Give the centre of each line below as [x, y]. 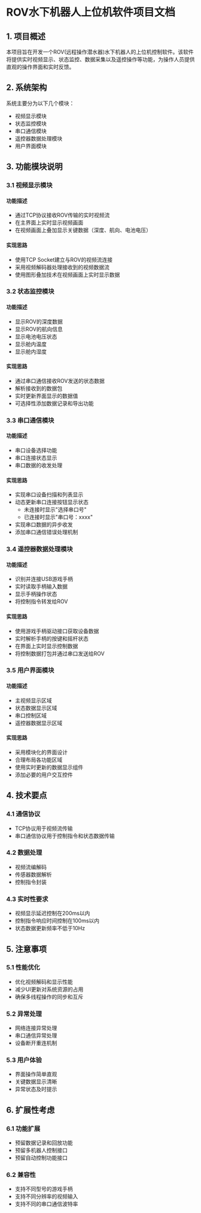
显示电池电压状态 [36, 336]
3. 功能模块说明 [34, 167]
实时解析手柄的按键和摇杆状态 [51, 638]
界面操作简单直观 [36, 1074]
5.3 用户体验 [24, 1060]
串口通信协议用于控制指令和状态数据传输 [65, 835]
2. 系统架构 [27, 88]
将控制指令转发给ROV [41, 601]
